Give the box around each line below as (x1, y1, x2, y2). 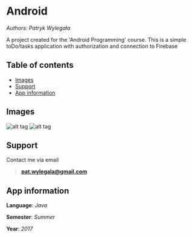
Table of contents (6, 60, 74, 70)
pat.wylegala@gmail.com (21, 168, 88, 175)
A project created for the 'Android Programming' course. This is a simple (6, 36, 187, 43)
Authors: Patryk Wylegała (6, 24, 71, 32)
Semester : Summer (6, 213, 56, 221)
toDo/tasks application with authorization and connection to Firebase (6, 42, 178, 50)
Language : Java (6, 202, 48, 209)
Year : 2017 (6, 225, 33, 233)
